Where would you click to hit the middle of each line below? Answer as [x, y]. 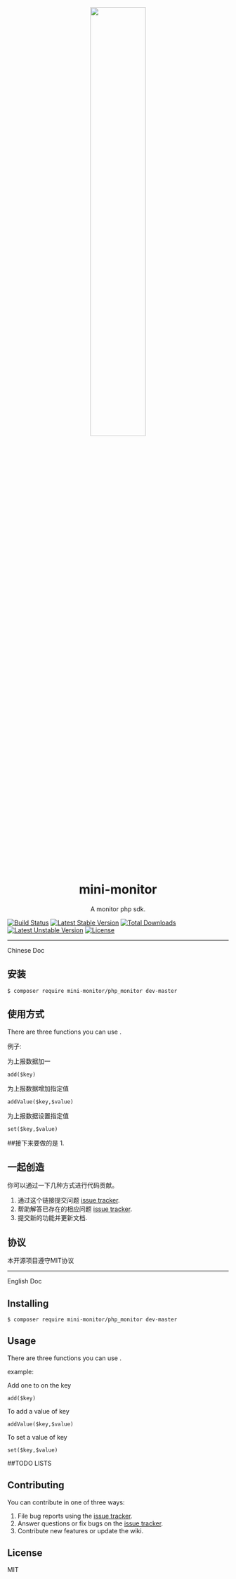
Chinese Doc [26, 950]
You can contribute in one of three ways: [66, 1502]
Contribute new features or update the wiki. [80, 1530]
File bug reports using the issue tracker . [75, 1516]
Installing [28, 1304]
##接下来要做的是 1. [36, 1143]
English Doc [25, 1281]
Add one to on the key [39, 1385]
